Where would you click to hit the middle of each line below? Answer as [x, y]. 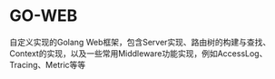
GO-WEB [44, 16]
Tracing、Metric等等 [48, 64]
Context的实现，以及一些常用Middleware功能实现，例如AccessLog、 [138, 53]
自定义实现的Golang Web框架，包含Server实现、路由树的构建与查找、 [140, 42]
